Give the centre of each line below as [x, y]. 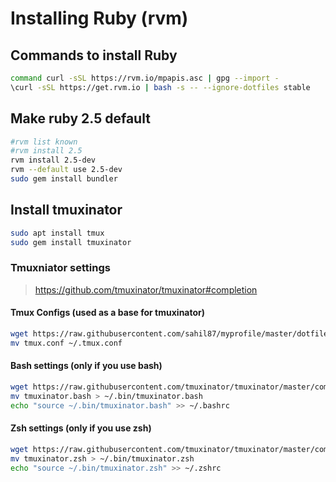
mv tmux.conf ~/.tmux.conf [66, 343]
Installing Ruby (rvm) [99, 18]
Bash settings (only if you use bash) [86, 366]
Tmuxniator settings [60, 268]
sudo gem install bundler [64, 179]
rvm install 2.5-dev [53, 160]
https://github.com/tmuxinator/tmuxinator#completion [146, 289]
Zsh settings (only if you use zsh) [81, 428]
